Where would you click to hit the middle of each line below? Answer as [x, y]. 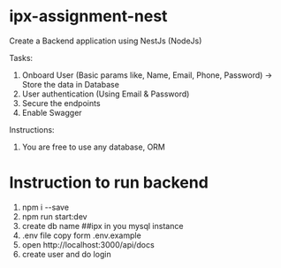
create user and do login [67, 254]
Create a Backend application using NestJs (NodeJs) [106, 41]
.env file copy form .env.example [81, 235]
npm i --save [45, 207]
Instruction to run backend [109, 183]
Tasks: [21, 57]
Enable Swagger [52, 112]
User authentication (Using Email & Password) [106, 94]
